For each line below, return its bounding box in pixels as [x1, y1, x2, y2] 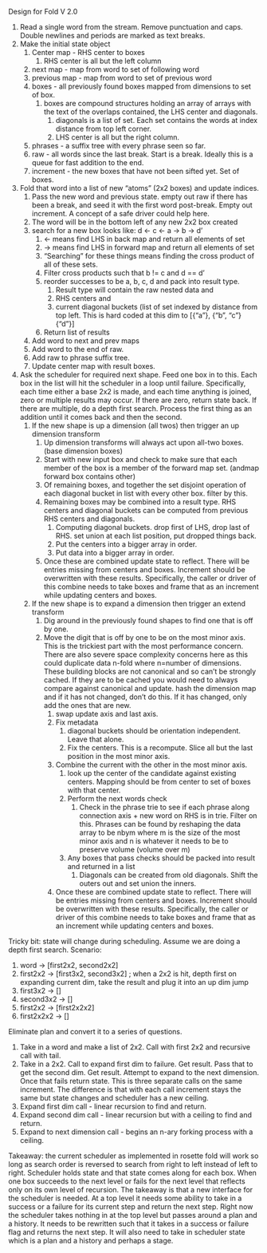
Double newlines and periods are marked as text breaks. [19, 31, 206, 40]
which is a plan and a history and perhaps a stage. [8, 1236, 174, 1245]
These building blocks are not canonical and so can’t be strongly [43, 666, 257, 676]
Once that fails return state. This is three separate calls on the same [19, 1077, 243, 1085]
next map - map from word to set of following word [31, 65, 200, 74]
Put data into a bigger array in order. [55, 548, 175, 557]
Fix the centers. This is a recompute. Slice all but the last [67, 743, 253, 753]
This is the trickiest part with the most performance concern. [43, 642, 244, 650]
